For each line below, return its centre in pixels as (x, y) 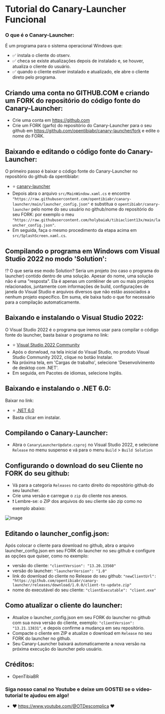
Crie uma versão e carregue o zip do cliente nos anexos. (70, 496)
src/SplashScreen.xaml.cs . (39, 235)
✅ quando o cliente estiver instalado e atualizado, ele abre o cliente (81, 72)
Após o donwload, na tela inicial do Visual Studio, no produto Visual (81, 352)
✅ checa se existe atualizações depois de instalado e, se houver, (78, 61)
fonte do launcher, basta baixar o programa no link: (57, 335)
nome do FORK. (28, 136)
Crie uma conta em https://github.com (51, 120)
